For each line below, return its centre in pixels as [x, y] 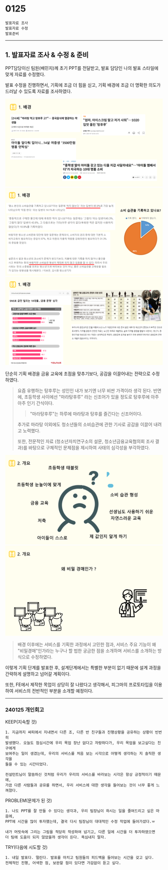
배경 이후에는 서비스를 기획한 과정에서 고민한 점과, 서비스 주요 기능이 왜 [87, 644]
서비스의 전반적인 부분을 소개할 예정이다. [54, 691]
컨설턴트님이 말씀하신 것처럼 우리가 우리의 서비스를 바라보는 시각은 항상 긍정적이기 [79, 774]
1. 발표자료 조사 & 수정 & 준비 [47, 55]
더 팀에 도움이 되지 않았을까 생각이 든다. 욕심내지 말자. [56, 837]
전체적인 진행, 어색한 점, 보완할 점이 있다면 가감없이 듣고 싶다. [63, 863]
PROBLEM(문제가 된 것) [29, 800]
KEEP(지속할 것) [21, 722]
